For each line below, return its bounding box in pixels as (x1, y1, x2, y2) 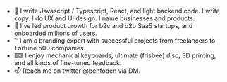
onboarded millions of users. (13, 29, 97, 37)
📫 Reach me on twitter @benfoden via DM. (13, 67, 141, 75)
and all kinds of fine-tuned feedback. (13, 59, 122, 67)
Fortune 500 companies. (13, 44, 86, 52)
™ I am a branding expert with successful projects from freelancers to (13, 36, 216, 45)
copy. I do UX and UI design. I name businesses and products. (13, 14, 195, 22)
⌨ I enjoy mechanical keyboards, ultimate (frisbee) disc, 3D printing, (13, 51, 216, 60)
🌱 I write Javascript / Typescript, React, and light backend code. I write (13, 7, 220, 15)
